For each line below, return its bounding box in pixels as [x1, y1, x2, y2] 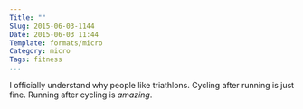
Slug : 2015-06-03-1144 [9, 22, 95, 31]
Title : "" [9, 13, 47, 23]
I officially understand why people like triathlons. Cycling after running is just [9, 80, 295, 90]
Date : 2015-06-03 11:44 [9, 30, 99, 39]
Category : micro [9, 47, 71, 56]
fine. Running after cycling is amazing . [9, 89, 153, 100]
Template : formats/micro [9, 38, 103, 48]
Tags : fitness [9, 55, 63, 64]
